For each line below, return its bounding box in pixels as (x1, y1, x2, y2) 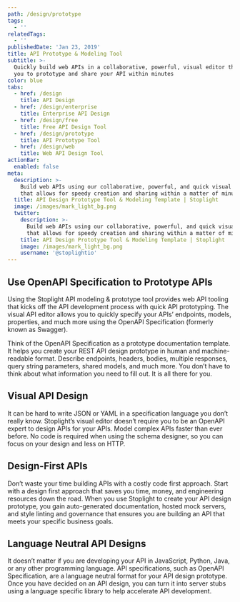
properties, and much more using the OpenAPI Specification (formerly (7, 317, 214, 326)
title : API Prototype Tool (20, 136, 101, 144)
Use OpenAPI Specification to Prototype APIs (7, 276, 213, 288)
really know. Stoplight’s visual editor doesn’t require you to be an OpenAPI (7, 416, 225, 425)
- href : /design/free (14, 116, 79, 124)
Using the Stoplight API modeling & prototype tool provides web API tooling (7, 294, 229, 303)
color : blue (7, 76, 43, 84)
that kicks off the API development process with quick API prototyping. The (7, 302, 229, 311)
